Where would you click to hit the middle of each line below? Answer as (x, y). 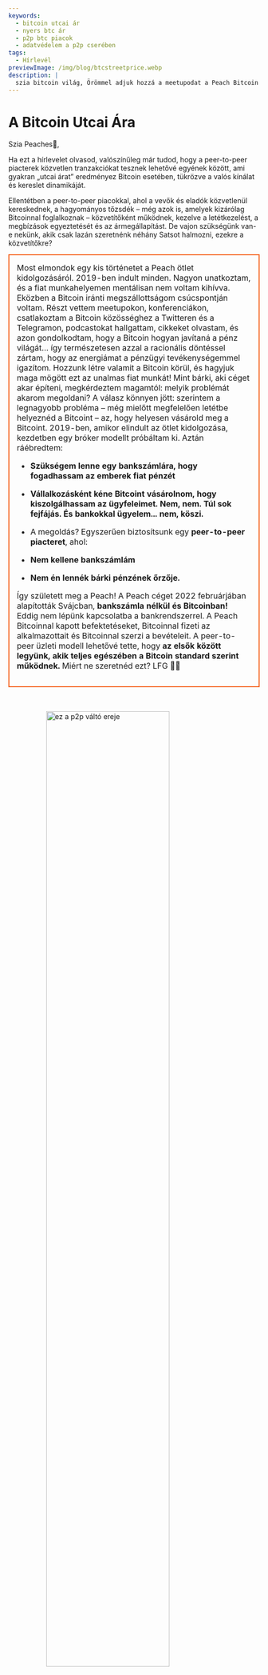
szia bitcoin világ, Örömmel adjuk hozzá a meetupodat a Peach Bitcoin (137, 82)
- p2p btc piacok (44, 38)
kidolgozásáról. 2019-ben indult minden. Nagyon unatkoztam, (134, 278)
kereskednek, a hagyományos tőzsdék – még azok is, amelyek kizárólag (126, 210)
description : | (33, 75)
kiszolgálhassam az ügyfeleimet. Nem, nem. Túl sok (131, 504)
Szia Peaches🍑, (34, 144)
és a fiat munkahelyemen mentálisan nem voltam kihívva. (124, 288)
